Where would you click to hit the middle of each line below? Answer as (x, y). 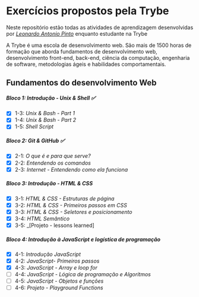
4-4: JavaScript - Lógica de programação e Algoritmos (83, 274)
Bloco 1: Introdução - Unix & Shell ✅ (51, 98)
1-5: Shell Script (34, 127)
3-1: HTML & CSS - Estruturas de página (64, 198)
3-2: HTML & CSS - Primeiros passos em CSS (71, 205)
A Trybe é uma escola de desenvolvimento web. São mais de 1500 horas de (99, 45)
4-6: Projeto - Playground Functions (59, 288)
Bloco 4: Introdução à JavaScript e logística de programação (83, 239)
